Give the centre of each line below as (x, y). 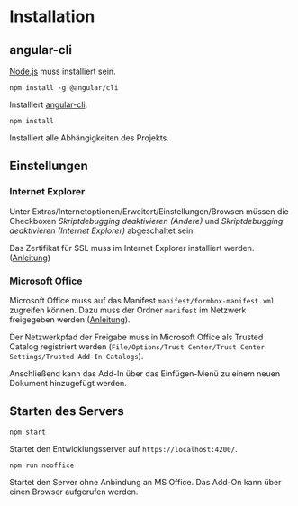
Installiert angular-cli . (49, 104)
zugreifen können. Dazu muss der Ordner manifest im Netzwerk (128, 310)
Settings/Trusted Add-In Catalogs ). (77, 356)
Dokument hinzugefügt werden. (68, 383)
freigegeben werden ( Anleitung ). (70, 319)
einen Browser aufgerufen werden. (74, 492)
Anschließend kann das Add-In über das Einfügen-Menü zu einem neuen (145, 373)
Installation (52, 17)
